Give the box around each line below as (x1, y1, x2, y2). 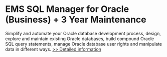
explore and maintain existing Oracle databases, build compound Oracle (5, 36, 154, 42)
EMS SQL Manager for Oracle (5, 3, 129, 15)
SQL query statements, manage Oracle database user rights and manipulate (5, 41, 162, 47)
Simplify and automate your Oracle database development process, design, (5, 30, 161, 36)
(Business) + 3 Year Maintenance (5, 14, 146, 25)
